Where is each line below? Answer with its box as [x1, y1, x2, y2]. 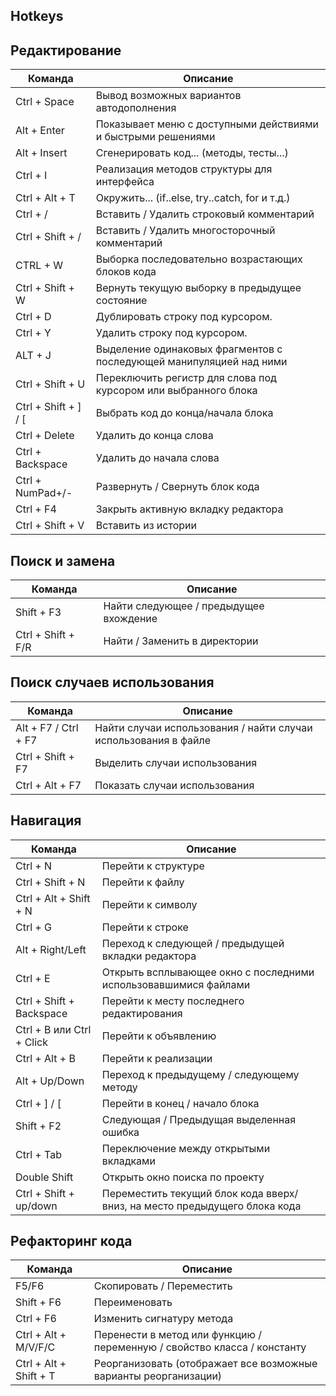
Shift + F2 [15, 1119, 62, 1133]
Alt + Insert [15, 146, 68, 160]
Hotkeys [10, 8, 64, 25]
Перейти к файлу [101, 875, 185, 889]
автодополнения [95, 101, 177, 115]
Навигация [10, 812, 82, 829]
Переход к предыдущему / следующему [101, 1067, 300, 1081]
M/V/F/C [15, 1340, 56, 1354]
